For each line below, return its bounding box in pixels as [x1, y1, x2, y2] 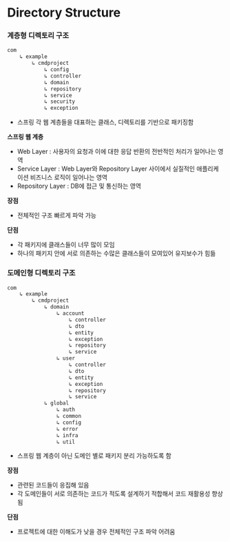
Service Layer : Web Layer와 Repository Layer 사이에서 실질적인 [17, 164, 195, 173]
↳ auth [56, 406, 76, 414]
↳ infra [56, 432, 79, 439]
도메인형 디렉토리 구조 [7, 268, 76, 278]
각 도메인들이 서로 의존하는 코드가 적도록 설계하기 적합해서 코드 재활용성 [17, 490, 211, 498]
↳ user [56, 355, 76, 362]
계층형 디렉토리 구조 [7, 31, 70, 41]
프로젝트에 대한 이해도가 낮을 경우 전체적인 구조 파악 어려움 [17, 528, 176, 536]
